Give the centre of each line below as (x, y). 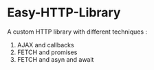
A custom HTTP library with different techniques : (77, 32)
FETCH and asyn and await (55, 59)
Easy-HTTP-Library (64, 13)
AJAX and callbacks (45, 45)
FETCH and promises (47, 52)
